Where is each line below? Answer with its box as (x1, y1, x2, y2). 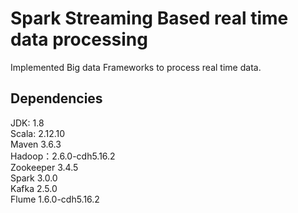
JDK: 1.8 (10, 117, 45, 129)
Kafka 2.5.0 (10, 182, 58, 194)
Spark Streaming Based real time (10, 7, 289, 30)
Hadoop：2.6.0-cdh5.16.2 (10, 150, 116, 162)
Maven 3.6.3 (10, 138, 62, 150)
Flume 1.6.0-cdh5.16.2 (10, 193, 100, 205)
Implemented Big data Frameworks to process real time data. (10, 61, 262, 73)
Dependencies (10, 90, 103, 107)
